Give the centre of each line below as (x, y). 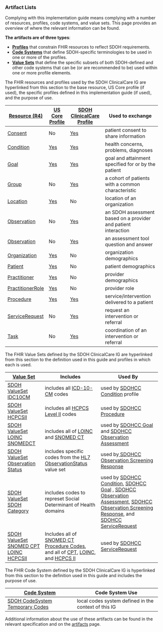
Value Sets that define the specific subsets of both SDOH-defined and (83, 63)
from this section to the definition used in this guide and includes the (73, 576)
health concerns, (124, 144)
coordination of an (126, 330)
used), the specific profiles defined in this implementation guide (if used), (78, 93)
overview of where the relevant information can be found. (63, 28)
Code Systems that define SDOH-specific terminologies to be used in (82, 52)
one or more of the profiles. (39, 57)
